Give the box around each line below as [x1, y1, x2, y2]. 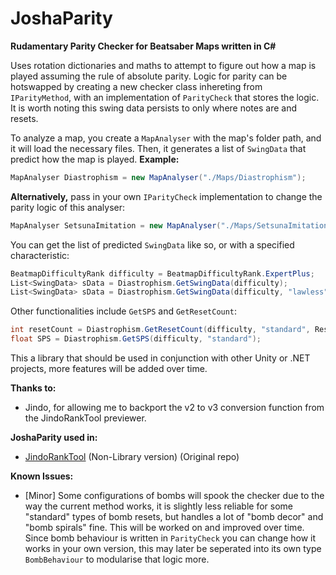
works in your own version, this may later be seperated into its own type [24, 543, 322, 555]
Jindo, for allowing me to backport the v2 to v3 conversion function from [24, 402, 325, 414]
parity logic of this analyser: [10, 201, 125, 213]
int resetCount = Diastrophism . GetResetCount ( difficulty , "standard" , [10, 325, 311, 335]
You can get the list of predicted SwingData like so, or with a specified [10, 238, 295, 251]
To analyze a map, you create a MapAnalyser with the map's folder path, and [10, 132, 322, 144]
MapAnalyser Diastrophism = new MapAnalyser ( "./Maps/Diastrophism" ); [10, 172, 307, 182]
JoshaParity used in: [10, 432, 98, 444]
